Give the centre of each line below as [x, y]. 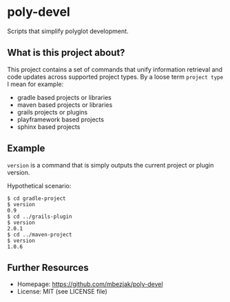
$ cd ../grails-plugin [40, 217]
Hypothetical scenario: [39, 185]
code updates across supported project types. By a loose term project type [115, 77]
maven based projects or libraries [65, 105]
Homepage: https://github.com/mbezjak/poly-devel [90, 284]
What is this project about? [66, 53]
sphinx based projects [49, 127]
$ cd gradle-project [37, 198]
